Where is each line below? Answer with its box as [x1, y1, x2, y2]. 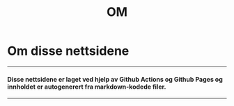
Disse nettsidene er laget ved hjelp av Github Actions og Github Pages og [7, 75, 223, 83]
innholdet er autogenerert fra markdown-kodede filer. [7, 82, 166, 91]
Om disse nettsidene [7, 43, 130, 59]
